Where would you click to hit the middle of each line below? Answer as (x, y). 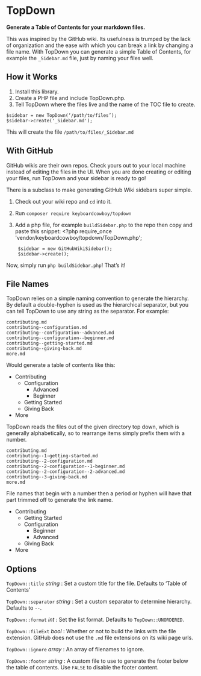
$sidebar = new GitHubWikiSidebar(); (65, 249)
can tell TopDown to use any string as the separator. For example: (88, 311)
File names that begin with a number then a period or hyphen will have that (99, 493)
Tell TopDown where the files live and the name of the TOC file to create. (105, 104)
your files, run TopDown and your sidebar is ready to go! (76, 178)
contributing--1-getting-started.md (52, 456)
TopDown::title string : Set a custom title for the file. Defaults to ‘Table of (97, 584)
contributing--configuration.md (47, 328)
